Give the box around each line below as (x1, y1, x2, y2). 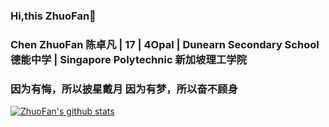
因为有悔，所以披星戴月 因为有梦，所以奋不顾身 (10, 82, 238, 96)
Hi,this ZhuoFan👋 (10, 9, 97, 23)
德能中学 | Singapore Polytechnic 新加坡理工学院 (10, 52, 247, 66)
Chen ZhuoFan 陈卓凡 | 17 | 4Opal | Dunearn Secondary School (10, 37, 320, 51)
